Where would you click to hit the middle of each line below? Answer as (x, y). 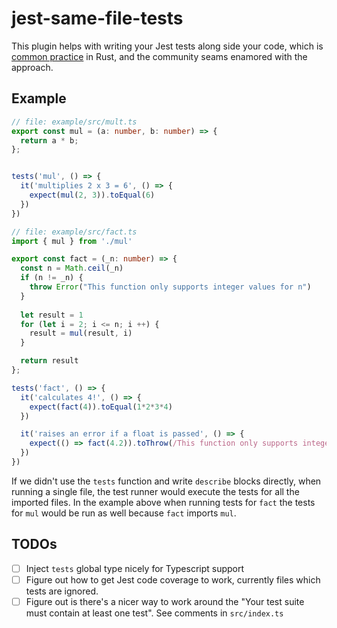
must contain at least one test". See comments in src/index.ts (154, 613)
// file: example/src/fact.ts (74, 232)
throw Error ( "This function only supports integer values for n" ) (170, 287)
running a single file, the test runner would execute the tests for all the (155, 491)
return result (49, 361)
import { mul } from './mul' (72, 241)
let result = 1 (52, 315)
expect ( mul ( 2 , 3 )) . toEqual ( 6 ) (92, 195)
